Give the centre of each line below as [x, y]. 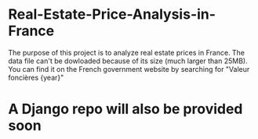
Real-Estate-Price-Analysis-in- [112, 14]
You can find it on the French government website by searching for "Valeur [129, 69]
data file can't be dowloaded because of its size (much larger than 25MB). [128, 61]
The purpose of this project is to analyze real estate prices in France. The [127, 52]
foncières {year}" [36, 77]
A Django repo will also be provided [125, 109]
